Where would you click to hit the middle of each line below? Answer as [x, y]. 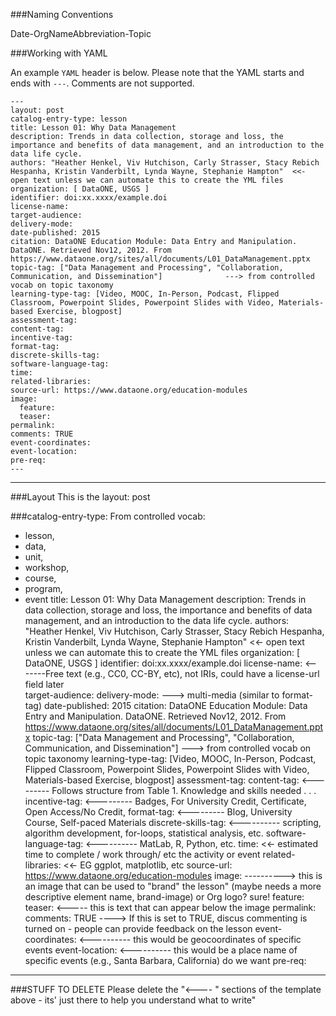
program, [43, 588]
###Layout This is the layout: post [80, 497]
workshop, [47, 567]
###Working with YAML [59, 53]
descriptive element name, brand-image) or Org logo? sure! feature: [164, 897]
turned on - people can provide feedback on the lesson [138, 928]
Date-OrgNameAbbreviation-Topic [81, 33]
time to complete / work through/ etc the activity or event [142, 854]
